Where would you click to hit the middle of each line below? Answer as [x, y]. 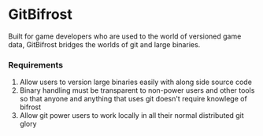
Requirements [36, 64]
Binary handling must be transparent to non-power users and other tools [137, 90]
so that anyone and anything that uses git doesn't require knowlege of [133, 99]
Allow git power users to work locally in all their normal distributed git [131, 116]
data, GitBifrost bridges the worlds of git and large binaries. [104, 44]
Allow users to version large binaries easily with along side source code [135, 82]
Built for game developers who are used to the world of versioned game [125, 36]
